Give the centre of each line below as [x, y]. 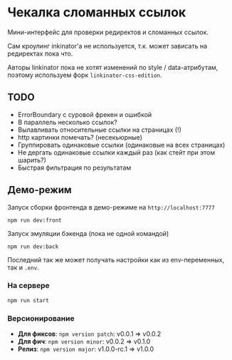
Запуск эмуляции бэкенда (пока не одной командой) [88, 233]
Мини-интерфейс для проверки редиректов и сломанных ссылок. [108, 32]
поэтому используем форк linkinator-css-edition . [85, 75]
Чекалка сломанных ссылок [97, 12]
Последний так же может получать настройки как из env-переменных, [116, 259]
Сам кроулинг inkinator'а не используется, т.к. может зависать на [107, 46]
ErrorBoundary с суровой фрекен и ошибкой [85, 114]
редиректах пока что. [40, 53]
